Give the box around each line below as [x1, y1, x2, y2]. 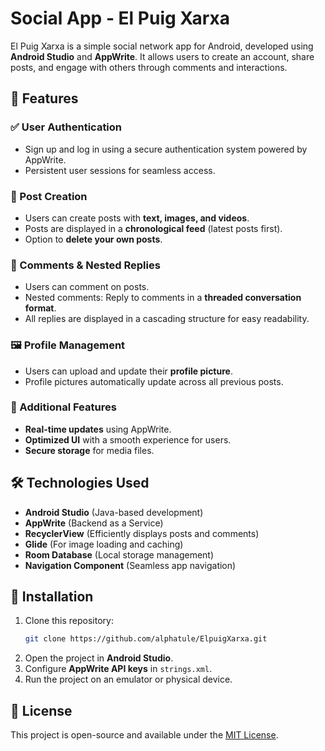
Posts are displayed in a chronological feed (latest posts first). [24, 222, 283, 234]
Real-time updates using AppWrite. [24, 423, 172, 435]
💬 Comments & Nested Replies [10, 258, 161, 272]
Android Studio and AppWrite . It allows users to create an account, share [10, 50, 315, 62]
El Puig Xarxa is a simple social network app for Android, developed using [10, 40, 314, 52]
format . [24, 302, 57, 314]
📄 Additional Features [10, 400, 117, 414]
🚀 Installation [10, 588, 94, 606]
